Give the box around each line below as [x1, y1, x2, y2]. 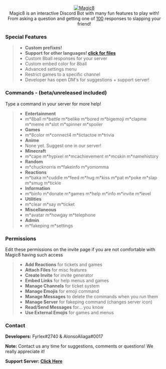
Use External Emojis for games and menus [25, 309, 114, 315]
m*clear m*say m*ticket [25, 201, 75, 207]
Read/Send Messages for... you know [25, 304, 104, 310]
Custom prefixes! [25, 45, 62, 51]
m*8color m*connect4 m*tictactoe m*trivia [25, 132, 114, 138]
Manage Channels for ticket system [25, 283, 100, 289]
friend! [77, 21, 91, 27]
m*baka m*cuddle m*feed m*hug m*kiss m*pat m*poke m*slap [25, 174, 157, 180]
